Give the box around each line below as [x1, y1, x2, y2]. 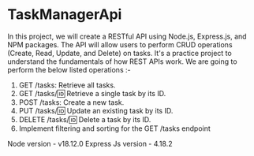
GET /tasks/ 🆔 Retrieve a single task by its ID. [18, 88, 166, 98]
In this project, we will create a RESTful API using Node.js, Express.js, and [7, 32, 247, 41]
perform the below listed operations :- [7, 65, 131, 74]
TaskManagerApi [7, 6, 122, 24]
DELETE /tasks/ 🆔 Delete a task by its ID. [18, 114, 151, 124]
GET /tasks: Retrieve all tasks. [18, 80, 116, 90]
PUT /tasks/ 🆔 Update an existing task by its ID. [18, 106, 174, 115]
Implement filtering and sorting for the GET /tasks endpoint [18, 124, 211, 133]
